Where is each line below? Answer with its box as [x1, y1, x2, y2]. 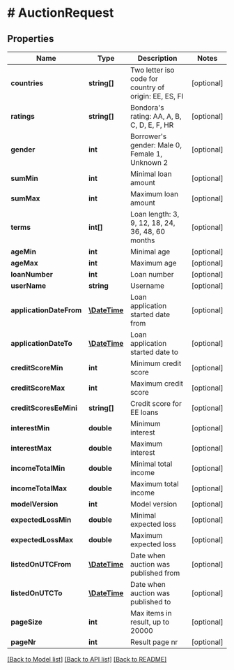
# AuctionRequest [7, 5, 114, 21]
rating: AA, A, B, [130, 112, 182, 121]
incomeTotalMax [10, 483, 68, 493]
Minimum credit [130, 358, 182, 368]
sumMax [10, 194, 40, 203]
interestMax [10, 444, 52, 453]
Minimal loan [130, 169, 172, 179]
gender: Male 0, [130, 140, 182, 150]
